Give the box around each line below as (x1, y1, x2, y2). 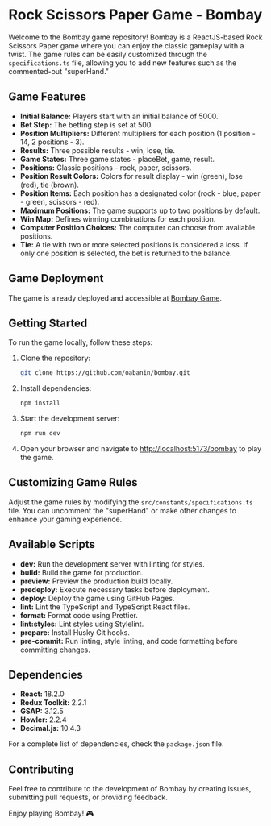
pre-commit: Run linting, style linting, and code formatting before (19, 636, 238, 645)
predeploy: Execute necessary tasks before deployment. (19, 584, 210, 594)
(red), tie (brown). (19, 180, 79, 189)
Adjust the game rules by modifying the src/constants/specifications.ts (8, 497, 253, 507)
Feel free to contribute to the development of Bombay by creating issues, (8, 784, 252, 794)
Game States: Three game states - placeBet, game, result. (19, 154, 215, 164)
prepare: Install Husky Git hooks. (19, 627, 131, 637)
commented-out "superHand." (8, 66, 110, 76)
